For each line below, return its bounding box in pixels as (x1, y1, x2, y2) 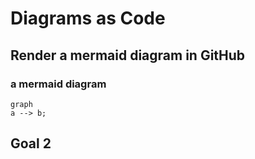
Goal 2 (10, 135, 52, 152)
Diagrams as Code (10, 7, 166, 30)
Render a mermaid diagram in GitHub (10, 47, 246, 64)
